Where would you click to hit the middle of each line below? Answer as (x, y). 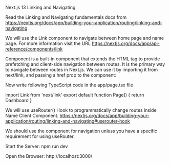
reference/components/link (34, 49)
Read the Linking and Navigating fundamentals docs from (66, 17)
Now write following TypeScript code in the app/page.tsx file (69, 85)
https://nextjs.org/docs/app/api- (126, 43)
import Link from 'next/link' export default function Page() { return (75, 95)
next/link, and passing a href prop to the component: (61, 75)
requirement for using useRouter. (40, 136)
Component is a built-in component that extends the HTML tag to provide (83, 59)
